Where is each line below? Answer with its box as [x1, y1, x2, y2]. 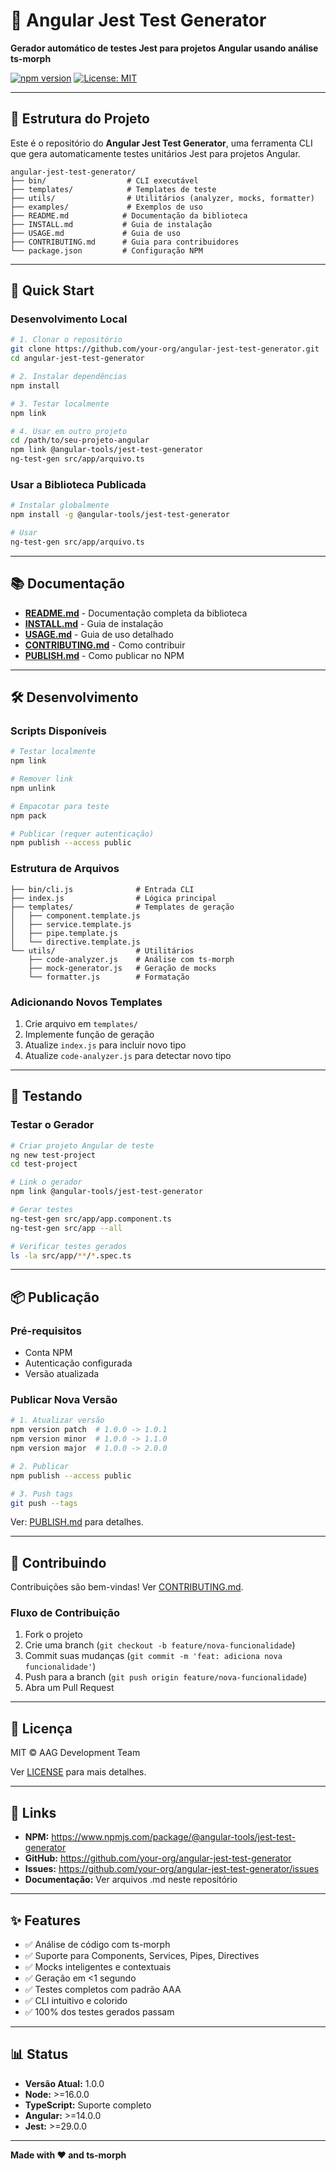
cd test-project [10, 1159, 78, 1169]
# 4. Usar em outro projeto [10, 426, 128, 436]
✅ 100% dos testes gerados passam [24, 2005, 175, 2018]
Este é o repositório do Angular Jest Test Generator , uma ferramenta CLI [10, 137, 313, 149]
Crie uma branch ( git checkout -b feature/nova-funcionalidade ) [24, 1639, 296, 1651]
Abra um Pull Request [24, 1682, 115, 1694]
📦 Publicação [10, 1289, 100, 1306]
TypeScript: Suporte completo [24, 2099, 152, 2111]
